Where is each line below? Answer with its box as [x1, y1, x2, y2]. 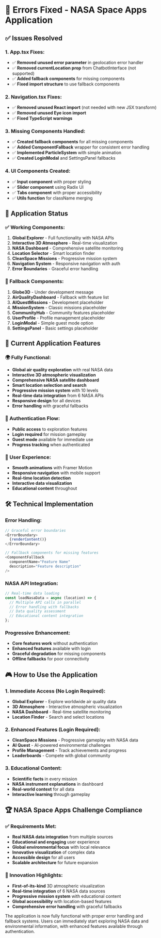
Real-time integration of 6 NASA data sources [12, 888, 106, 894]
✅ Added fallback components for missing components [12, 75, 125, 82]
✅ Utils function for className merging [12, 195, 93, 201]
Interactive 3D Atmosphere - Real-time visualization [12, 240, 118, 246]
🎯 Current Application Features [5, 339, 101, 347]
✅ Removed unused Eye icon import [12, 110, 86, 116]
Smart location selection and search [12, 382, 87, 388]
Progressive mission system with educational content [12, 893, 121, 899]
